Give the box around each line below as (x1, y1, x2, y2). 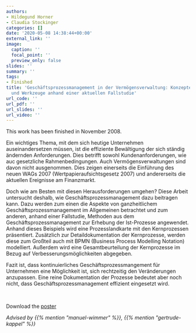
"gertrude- (155, 314, 181, 321)
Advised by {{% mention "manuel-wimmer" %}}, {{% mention (6, 314, 155, 321)
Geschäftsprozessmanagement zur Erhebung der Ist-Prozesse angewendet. (6, 219, 189, 226)
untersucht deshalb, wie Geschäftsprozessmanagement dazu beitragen (6, 194, 178, 201)
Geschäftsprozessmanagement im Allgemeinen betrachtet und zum (6, 207, 168, 214)
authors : (6, 8, 27, 15)
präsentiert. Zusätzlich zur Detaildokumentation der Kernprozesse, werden (6, 232, 185, 239)
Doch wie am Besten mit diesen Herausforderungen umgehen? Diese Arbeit (6, 188, 188, 195)
